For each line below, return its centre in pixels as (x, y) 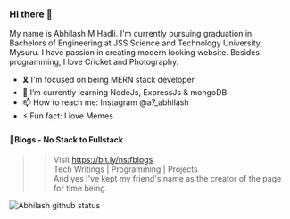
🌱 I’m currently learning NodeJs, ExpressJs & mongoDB (124, 93)
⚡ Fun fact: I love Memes (68, 116)
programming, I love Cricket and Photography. (94, 62)
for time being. (80, 188)
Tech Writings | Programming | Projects (125, 169)
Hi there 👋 (31, 14)
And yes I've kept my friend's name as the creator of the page (167, 178)
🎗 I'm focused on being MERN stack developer (108, 80)
